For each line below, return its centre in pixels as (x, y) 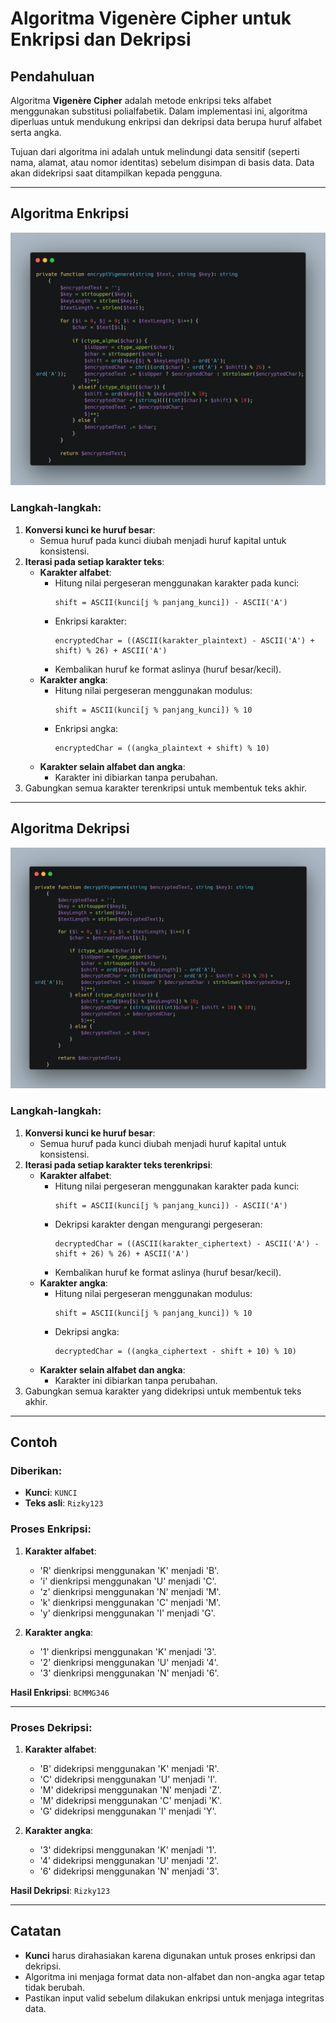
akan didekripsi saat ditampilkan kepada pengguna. (116, 173)
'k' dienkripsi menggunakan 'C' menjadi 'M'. (130, 1602)
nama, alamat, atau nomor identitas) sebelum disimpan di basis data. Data (162, 162)
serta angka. (36, 132)
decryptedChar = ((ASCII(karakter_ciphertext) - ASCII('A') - (187, 1243)
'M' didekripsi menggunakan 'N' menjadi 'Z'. (130, 1789)
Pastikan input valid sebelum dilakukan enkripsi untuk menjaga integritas (174, 1998)
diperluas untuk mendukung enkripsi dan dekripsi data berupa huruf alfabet (166, 121)
